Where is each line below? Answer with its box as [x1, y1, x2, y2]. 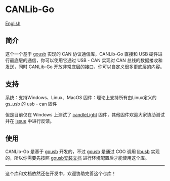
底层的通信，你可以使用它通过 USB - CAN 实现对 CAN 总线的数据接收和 [14, 57, 163, 63]
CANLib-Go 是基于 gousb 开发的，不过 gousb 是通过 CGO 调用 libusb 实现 [5, 148, 160, 155]
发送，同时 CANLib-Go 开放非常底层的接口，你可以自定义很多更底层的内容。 [5, 64, 165, 70]
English [5, 20, 21, 26]
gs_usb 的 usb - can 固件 [5, 101, 57, 107]
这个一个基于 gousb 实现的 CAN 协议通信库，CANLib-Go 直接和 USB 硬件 [5, 51, 158, 57]
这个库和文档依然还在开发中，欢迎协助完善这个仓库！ [5, 170, 116, 176]
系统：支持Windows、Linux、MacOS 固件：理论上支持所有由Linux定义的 [5, 94, 157, 100]
